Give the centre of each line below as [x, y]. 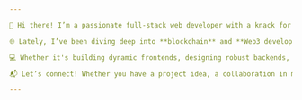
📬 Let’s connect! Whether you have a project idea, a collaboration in [148, 74]
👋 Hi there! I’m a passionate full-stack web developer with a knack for [151, 25]
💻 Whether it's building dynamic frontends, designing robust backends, [150, 58]
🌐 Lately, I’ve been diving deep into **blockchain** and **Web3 [135, 41]
